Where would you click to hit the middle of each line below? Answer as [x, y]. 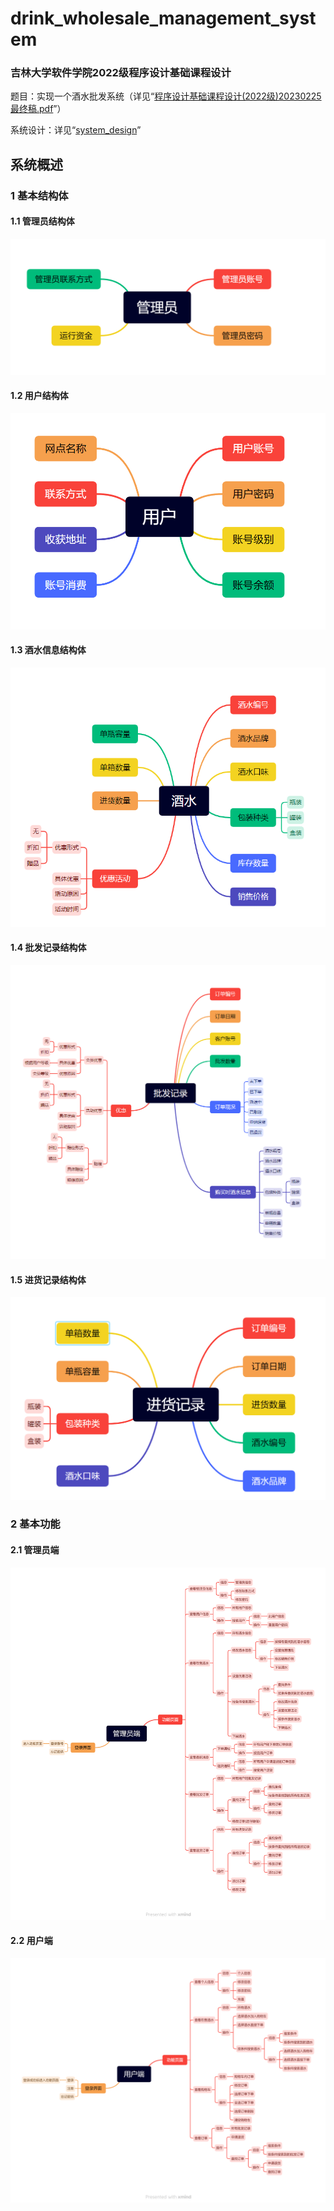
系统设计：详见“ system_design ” [76, 130]
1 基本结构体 [39, 195]
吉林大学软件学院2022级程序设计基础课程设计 [121, 73]
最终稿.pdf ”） [38, 109]
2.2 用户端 [31, 1941]
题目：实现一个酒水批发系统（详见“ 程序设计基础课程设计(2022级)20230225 [166, 96]
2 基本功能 [35, 1524]
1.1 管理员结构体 [42, 221]
